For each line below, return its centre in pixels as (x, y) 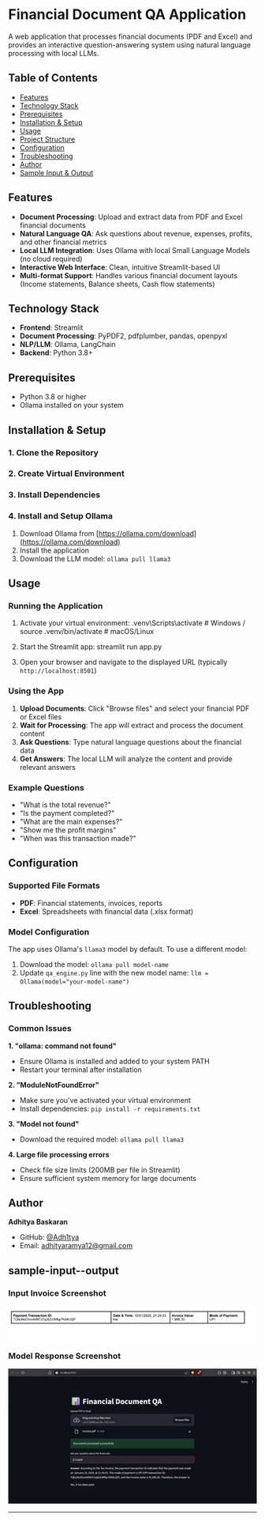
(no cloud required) (51, 259)
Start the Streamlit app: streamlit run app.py (91, 647)
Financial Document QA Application (127, 15)
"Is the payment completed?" (67, 813)
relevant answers (48, 767)
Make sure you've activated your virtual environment (105, 1100)
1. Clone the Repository (53, 452)
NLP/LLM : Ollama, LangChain (67, 345)
